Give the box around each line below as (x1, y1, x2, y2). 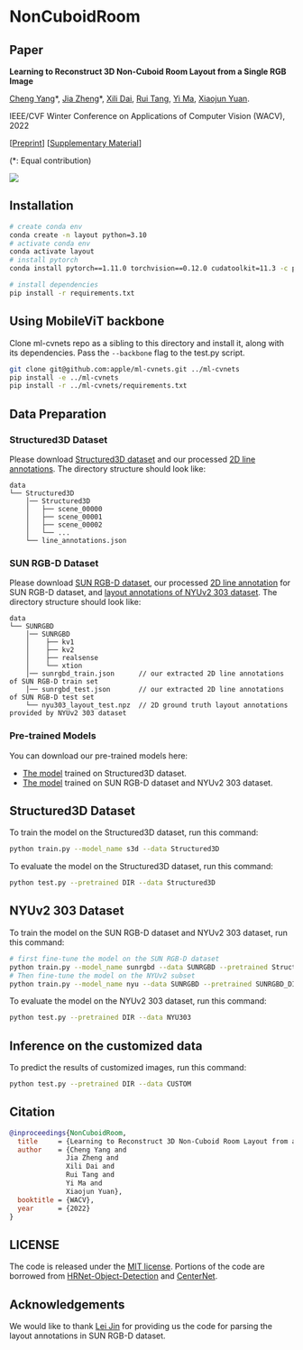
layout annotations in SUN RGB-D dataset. (9, 1330, 166, 1341)
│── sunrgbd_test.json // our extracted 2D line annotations (25, 685, 284, 694)
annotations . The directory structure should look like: (9, 463, 206, 474)
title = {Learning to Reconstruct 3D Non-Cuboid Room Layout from (17, 1136, 289, 1146)
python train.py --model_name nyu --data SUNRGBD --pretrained (9, 979, 252, 988)
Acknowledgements (9, 1297, 125, 1312)
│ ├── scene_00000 (25, 504, 103, 513)
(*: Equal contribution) (9, 155, 92, 166)
